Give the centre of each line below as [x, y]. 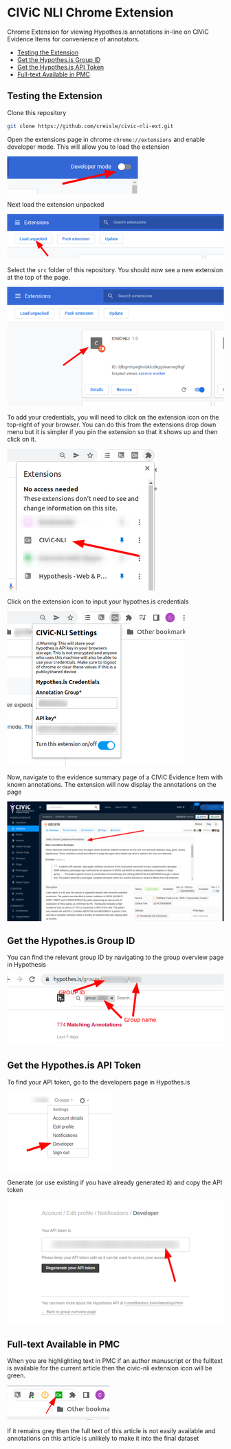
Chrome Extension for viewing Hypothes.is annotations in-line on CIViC [108, 32]
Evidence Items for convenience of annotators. [74, 39]
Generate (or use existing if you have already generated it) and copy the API [115, 1182]
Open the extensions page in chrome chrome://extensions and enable [106, 139]
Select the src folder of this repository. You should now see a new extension [115, 270]
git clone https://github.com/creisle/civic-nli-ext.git [90, 126]
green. [16, 1375]
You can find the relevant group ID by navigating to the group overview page [115, 957]
